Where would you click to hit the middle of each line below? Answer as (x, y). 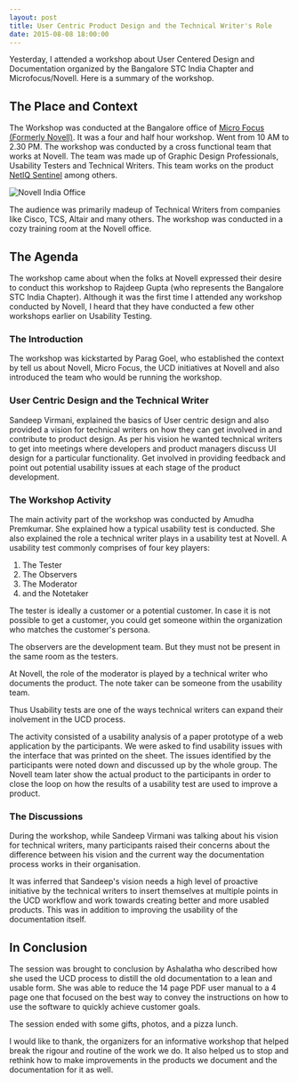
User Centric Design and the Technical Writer (109, 400)
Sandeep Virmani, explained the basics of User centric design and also (139, 420)
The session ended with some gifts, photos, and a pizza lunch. (124, 1024)
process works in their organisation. (75, 865)
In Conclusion (48, 947)
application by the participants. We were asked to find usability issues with (146, 746)
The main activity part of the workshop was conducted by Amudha (132, 519)
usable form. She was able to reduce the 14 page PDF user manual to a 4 (143, 988)
